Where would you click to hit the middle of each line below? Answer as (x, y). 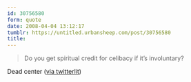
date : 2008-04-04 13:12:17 (46, 26)
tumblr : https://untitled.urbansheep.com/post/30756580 (89, 32)
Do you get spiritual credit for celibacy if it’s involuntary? (104, 58)
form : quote (24, 20)
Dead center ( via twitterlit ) (44, 72)
